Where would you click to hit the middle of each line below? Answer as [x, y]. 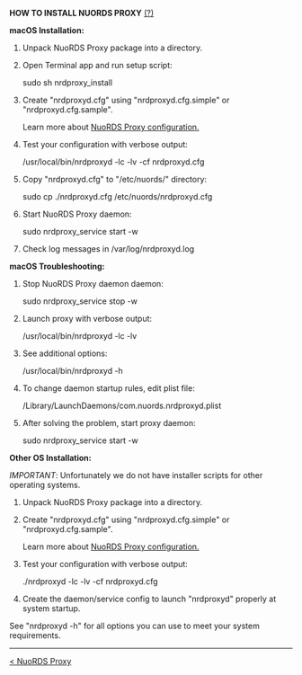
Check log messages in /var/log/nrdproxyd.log [108, 249]
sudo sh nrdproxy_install [67, 83]
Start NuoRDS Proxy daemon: [77, 214]
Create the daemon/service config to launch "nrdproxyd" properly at [149, 599]
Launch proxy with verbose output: [87, 319]
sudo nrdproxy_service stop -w [80, 301]
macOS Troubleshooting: [57, 266]
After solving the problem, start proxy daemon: [109, 423]
